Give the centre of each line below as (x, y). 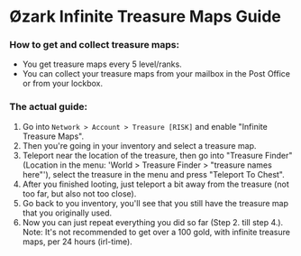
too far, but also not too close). (79, 193)
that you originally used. (67, 213)
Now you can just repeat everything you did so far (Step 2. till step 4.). (153, 222)
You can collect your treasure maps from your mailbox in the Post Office (156, 74)
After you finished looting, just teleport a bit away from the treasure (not (156, 184)
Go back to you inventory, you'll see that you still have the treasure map (155, 203)
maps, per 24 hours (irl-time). (77, 242)
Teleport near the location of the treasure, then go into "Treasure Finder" (157, 155)
